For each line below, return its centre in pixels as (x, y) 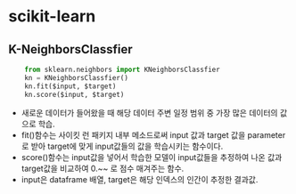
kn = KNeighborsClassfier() (76, 77)
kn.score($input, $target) (74, 94)
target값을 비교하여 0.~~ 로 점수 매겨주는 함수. (103, 168)
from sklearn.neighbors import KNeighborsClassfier (122, 69)
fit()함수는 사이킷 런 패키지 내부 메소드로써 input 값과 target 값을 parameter (153, 134)
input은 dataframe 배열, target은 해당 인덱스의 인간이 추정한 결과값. (140, 179)
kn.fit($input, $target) (70, 86)
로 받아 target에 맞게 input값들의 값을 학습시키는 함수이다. (122, 146)
